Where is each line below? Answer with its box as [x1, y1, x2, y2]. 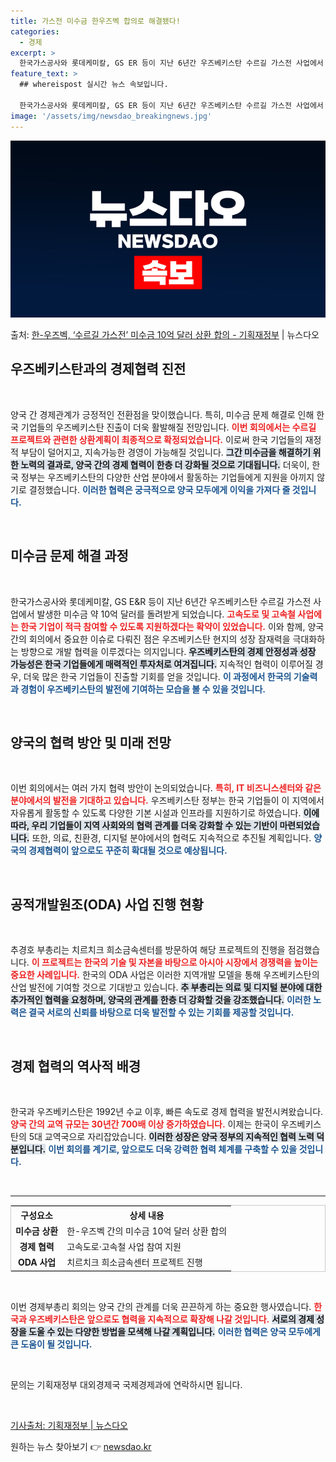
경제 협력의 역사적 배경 [10, 1058, 142, 1075]
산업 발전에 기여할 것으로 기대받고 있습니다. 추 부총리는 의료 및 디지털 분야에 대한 [10, 981, 323, 994]
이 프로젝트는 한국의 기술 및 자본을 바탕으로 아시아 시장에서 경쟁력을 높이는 [31, 956, 318, 969]
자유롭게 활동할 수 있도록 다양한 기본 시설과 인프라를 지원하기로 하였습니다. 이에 [10, 807, 320, 819]
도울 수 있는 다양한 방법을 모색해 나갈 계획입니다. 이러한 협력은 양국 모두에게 [28, 1325, 321, 1337]
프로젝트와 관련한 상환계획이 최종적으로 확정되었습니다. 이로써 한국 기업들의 [10, 433, 303, 445]
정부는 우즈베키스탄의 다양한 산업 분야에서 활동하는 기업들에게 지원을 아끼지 [20, 471, 315, 483]
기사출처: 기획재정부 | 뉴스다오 [10, 1419, 128, 1431]
